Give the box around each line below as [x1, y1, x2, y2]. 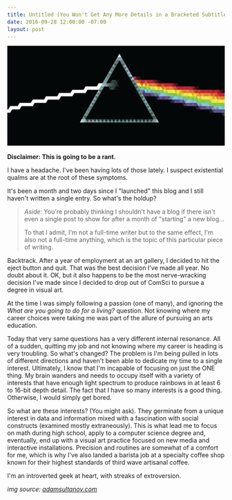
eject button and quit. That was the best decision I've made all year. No [7, 263, 209, 272]
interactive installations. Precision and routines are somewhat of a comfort [7, 443, 219, 452]
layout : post [7, 26, 45, 33]
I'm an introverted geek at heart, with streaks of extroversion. [7, 472, 182, 480]
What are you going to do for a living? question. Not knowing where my [7, 306, 211, 315]
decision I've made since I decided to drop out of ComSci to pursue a [7, 279, 204, 287]
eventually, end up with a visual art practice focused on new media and [7, 436, 210, 445]
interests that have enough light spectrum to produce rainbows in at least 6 [7, 379, 221, 387]
